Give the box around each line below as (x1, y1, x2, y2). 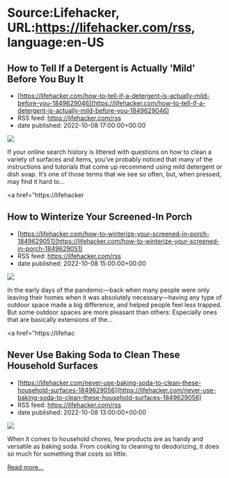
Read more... (7, 463, 44, 471)
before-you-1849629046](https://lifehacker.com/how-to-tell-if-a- (17, 99, 206, 107)
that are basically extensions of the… (7, 315, 113, 323)
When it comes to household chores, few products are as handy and (7, 434, 204, 443)
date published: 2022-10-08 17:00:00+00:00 (17, 121, 146, 130)
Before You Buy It (7, 73, 84, 85)
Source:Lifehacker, (7, 5, 120, 21)
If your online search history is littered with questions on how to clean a (7, 148, 212, 156)
